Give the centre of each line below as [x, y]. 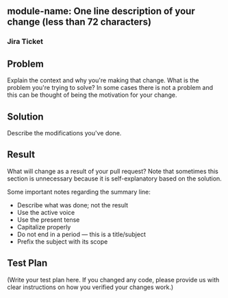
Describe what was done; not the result [73, 205]
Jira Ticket [25, 42]
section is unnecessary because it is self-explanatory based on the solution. [115, 179]
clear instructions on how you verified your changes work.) [90, 287]
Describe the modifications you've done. [64, 133]
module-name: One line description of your [101, 11]
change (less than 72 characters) [79, 22]
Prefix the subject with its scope [62, 241]
